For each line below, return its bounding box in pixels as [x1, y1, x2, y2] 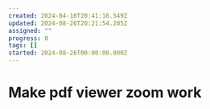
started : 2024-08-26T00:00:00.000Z [8, 49, 128, 57]
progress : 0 [8, 34, 48, 42]
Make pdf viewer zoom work [8, 83, 202, 102]
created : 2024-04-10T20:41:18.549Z [8, 11, 128, 20]
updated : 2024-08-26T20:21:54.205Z [8, 19, 128, 27]
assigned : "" [8, 26, 52, 34]
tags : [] [8, 42, 38, 50]
